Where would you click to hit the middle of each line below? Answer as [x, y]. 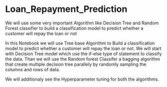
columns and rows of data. [33, 69]
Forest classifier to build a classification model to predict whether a [74, 28]
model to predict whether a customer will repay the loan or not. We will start [83, 48]
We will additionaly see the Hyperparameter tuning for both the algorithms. [82, 79]
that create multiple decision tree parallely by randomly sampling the [76, 64]
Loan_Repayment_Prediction [66, 9]
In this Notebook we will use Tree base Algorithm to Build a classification [80, 43]
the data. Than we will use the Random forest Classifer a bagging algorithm [83, 59]
